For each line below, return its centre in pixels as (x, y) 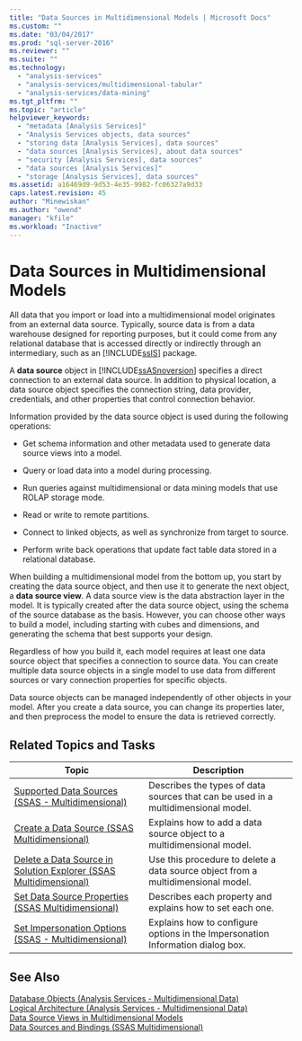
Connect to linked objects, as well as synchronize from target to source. (155, 532)
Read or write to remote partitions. (86, 515)
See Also (35, 977)
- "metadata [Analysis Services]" (82, 127)
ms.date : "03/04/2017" (52, 34)
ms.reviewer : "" (40, 51)
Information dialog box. (197, 945)
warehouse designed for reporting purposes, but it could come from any (143, 334)
